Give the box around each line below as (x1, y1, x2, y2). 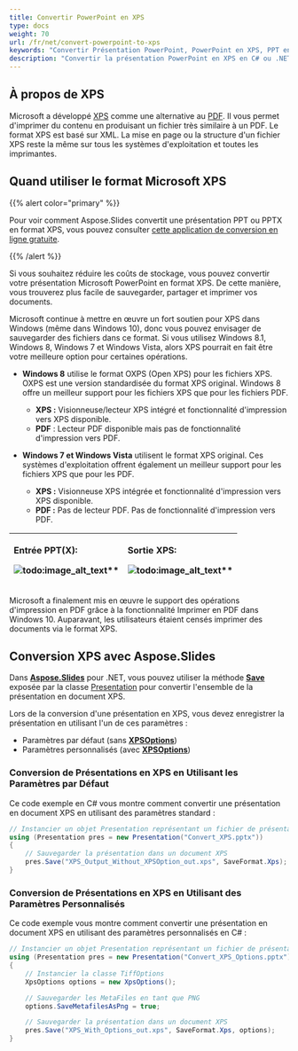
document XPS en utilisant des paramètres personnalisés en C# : (9, 928, 247, 938)
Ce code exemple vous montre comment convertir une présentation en (9, 918, 268, 929)
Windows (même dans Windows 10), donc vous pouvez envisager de (9, 323, 262, 333)
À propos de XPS (9, 87, 105, 102)
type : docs (9, 21, 50, 30)
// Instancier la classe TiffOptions (25, 969, 165, 978)
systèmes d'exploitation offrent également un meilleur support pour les (21, 459, 282, 470)
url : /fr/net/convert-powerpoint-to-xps (9, 37, 161, 47)
